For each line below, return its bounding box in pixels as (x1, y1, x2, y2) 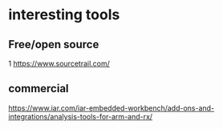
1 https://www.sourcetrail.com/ (8, 58, 111, 68)
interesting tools (8, 6, 120, 24)
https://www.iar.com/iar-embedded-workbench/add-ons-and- (8, 103, 215, 113)
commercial (8, 82, 70, 95)
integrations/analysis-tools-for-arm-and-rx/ (8, 111, 153, 121)
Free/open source (8, 38, 99, 51)
